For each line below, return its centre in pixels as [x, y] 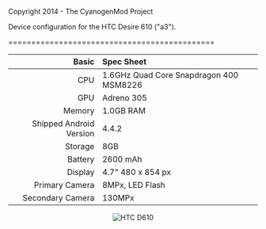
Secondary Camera [59, 198]
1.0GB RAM [124, 111]
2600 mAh [122, 159]
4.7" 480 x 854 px [137, 172]
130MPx [118, 198]
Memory [79, 111]
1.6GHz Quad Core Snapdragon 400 [170, 75]
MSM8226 [122, 85]
